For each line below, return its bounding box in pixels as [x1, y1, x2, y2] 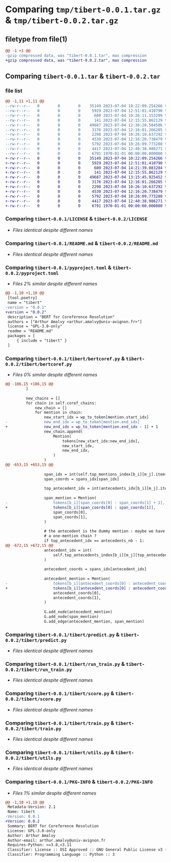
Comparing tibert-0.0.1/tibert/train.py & [5, 719, 115, 726]
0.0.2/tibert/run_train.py [5, 666, 72, 673]
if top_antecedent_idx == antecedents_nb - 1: [44, 538, 145, 543]
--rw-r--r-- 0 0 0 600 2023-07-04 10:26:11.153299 [5, 113, 163, 118]
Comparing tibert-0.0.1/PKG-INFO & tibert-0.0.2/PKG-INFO [5, 778, 153, 785]
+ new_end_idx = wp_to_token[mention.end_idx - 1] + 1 [5, 424, 158, 429]
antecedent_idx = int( [44, 547, 93, 553]
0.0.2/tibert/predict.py [5, 637, 67, 643]
